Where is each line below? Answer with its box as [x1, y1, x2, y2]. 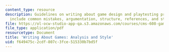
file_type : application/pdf [5, 26, 64, 31]
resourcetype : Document [5, 30, 55, 35]
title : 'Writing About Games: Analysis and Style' [5, 35, 114, 40]
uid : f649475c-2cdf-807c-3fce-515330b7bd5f [5, 40, 98, 45]
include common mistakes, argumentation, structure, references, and [10, 16, 158, 21]
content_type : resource [5, 7, 55, 12]
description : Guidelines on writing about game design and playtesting [5, 12, 158, 17]
